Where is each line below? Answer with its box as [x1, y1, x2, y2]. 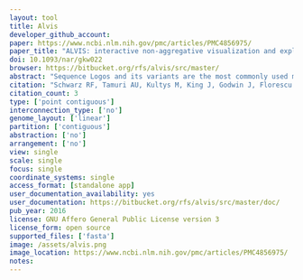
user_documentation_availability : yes [9, 190, 155, 199]
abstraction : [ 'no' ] [9, 131, 87, 140]
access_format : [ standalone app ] [9, 182, 135, 191]
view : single [9, 147, 59, 156]
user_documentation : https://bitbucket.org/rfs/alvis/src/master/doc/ [9, 198, 280, 208]
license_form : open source [9, 223, 111, 232]
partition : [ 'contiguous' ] [9, 123, 111, 132]
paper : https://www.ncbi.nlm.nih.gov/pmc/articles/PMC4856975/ [9, 38, 252, 48]
